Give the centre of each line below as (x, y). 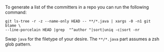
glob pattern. (18, 44)
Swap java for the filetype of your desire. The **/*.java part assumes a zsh (82, 39)
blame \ (13, 26)
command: (16, 12)
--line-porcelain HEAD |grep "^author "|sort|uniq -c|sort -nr (72, 30)
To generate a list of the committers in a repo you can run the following (77, 7)
